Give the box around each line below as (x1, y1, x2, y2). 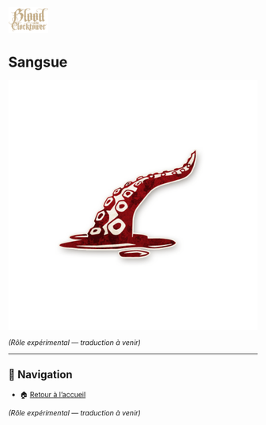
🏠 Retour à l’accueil (19, 389, 86, 399)
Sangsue (8, 53, 68, 71)
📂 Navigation (8, 368, 73, 381)
